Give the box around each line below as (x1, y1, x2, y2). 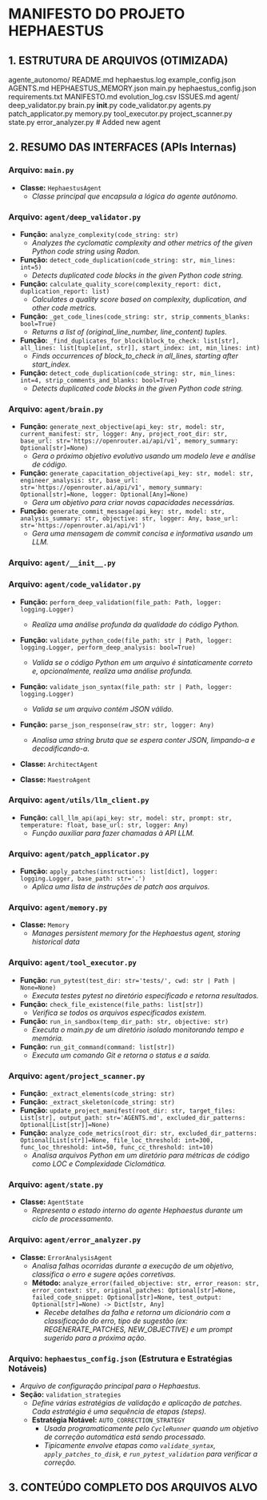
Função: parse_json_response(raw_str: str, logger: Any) (19, 720, 214, 729)
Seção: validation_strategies (19, 1390, 122, 1399)
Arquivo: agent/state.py (8, 1178, 104, 1189)
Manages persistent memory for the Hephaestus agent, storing (31, 928, 241, 938)
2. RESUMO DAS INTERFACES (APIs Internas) (8, 141, 237, 154)
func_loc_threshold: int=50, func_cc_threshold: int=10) (19, 1143, 214, 1151)
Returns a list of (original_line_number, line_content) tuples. (31, 327, 228, 336)
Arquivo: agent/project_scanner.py (8, 1070, 145, 1081)
